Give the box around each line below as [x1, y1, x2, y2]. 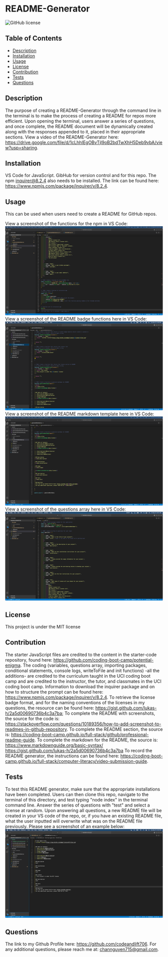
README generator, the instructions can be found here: [5, 753, 119, 759]
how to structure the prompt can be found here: [5, 689, 103, 695]
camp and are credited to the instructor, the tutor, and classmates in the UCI [5, 678, 161, 684]
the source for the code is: [5, 715, 60, 721]
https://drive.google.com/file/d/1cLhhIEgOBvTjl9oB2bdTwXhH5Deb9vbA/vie [5, 139, 162, 145]
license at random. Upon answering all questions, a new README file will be [5, 807, 162, 813]
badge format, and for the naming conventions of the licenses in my [5, 699, 145, 705]
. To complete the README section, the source [66, 726, 163, 732]
